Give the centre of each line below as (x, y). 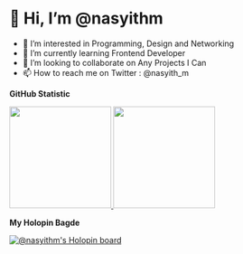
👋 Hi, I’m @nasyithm (87, 19)
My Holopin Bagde (45, 222)
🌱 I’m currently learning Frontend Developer (104, 52)
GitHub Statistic (40, 93)
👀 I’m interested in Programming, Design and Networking (128, 43)
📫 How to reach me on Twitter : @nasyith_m (106, 72)
